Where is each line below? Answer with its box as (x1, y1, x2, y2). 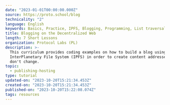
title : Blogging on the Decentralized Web (5, 31, 96, 36)
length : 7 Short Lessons (5, 36, 58, 41)
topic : (5, 64, 19, 69)
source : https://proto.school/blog (5, 12, 80, 17)
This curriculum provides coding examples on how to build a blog (10, 49, 153, 55)
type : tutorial (5, 73, 37, 78)
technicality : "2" (5, 17, 44, 22)
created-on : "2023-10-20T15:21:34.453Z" (5, 82, 92, 87)
